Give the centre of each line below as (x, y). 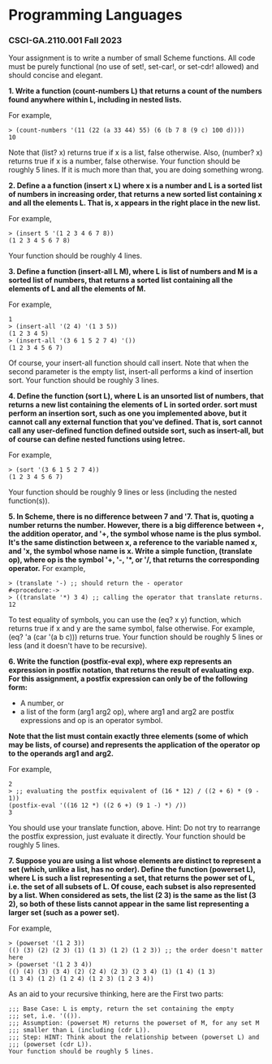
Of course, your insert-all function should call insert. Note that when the (129, 363)
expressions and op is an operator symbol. (91, 721)
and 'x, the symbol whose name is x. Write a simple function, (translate (131, 552)
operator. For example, (47, 569)
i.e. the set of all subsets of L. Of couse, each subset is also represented (132, 887)
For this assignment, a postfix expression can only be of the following (128, 679)
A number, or (42, 703)
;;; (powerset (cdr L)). (50, 1044)
